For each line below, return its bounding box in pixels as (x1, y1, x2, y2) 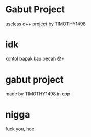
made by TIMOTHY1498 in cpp (5, 91, 71, 97)
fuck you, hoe (5, 126, 35, 132)
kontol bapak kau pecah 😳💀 (5, 55, 64, 62)
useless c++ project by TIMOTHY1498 (5, 21, 86, 27)
